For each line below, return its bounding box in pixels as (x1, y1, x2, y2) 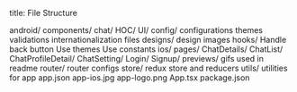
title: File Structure (9, 8, 78, 18)
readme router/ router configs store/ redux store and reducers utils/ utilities (9, 63, 288, 73)
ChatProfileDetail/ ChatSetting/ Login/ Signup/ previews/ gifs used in (9, 54, 264, 63)
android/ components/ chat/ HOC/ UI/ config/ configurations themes (9, 25, 264, 35)
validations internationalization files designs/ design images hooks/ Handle (9, 35, 287, 45)
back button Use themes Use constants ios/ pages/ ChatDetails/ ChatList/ (9, 44, 283, 54)
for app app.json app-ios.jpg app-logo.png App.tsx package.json (9, 72, 250, 83)
